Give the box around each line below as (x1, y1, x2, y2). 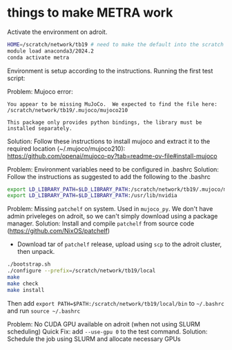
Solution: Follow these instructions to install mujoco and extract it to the (7, 137, 211, 145)
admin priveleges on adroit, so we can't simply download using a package (7, 212, 218, 221)
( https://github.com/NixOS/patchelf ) (7, 227, 110, 235)
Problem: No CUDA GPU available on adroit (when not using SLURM (7, 320, 200, 328)
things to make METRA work (7, 5, 173, 21)
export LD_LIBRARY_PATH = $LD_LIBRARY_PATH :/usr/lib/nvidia (7, 192, 177, 199)
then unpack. (17, 248, 55, 256)
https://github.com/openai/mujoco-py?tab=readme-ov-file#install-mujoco (7, 151, 217, 160)
